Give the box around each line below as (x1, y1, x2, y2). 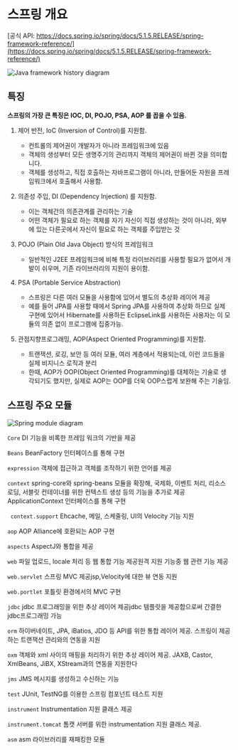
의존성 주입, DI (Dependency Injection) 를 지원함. (17, 191, 157, 200)
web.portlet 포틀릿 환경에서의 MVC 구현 (7, 587, 121, 596)
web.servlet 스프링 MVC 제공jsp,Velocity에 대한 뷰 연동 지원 (7, 572, 178, 581)
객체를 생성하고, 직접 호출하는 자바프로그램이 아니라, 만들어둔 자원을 (28, 168, 217, 176)
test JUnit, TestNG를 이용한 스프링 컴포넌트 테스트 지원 (7, 690, 163, 698)
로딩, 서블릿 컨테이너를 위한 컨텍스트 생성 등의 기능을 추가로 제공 (7, 487, 186, 496)
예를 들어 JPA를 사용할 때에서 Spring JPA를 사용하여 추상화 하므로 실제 (28, 302, 226, 310)
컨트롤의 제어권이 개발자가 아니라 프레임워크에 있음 (28, 141, 169, 149)
